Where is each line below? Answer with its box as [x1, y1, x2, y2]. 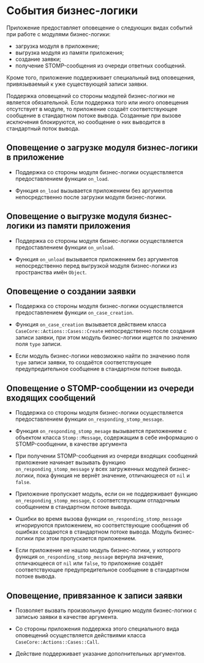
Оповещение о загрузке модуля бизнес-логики [6, 142, 198, 153]
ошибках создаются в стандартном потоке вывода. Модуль [15, 528, 173, 535]
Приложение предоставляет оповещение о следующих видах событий [6, 24, 193, 31]
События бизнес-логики [6, 4, 138, 18]
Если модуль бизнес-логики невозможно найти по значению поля [15, 352, 190, 359]
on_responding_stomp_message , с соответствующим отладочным [15, 497, 180, 504]
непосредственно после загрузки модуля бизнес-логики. [15, 193, 167, 201]
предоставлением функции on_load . [15, 175, 109, 182]
